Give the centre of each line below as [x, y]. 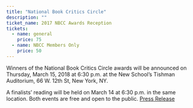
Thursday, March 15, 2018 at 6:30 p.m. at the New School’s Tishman [91, 74]
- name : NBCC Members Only [46, 46]
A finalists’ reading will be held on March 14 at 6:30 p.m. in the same [91, 92]
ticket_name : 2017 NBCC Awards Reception [59, 23]
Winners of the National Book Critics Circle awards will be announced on [96, 68]
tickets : [17, 28]
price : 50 [30, 51]
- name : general [32, 34]
